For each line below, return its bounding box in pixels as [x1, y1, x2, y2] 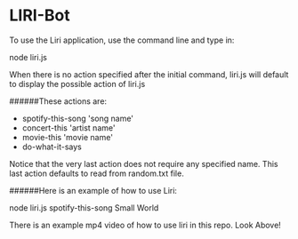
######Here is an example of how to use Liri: [9, 185, 178, 195]
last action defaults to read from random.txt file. [9, 168, 184, 179]
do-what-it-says [21, 141, 82, 152]
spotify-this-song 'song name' [21, 113, 134, 123]
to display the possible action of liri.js [9, 78, 146, 89]
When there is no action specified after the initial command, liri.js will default [9, 68, 289, 80]
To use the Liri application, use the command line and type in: [9, 35, 235, 45]
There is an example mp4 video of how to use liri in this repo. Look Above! [9, 219, 282, 230]
